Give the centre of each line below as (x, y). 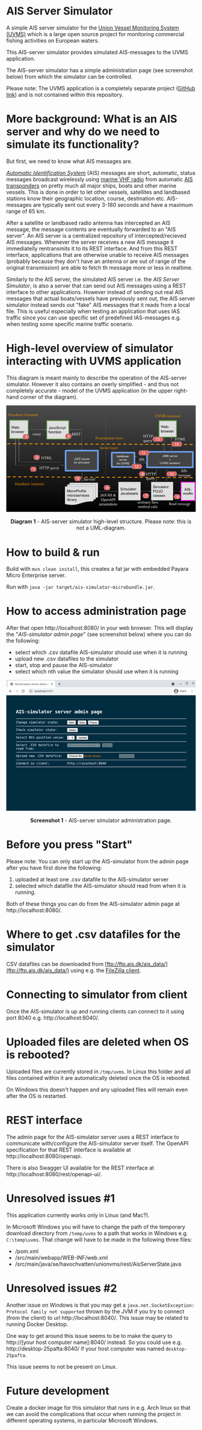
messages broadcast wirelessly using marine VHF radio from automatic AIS (100, 179)
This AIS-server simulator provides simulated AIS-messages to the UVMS (97, 52)
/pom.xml (27, 1251)
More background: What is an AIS (92, 119)
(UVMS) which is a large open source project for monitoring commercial (95, 34)
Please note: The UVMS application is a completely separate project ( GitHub (101, 88)
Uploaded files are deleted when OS (98, 1042)
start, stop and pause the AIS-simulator (63, 665)
